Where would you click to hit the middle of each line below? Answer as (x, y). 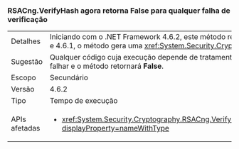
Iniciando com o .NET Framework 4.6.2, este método (138, 37)
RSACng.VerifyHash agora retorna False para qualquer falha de (119, 11)
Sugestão (27, 62)
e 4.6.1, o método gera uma (96, 46)
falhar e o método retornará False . (107, 66)
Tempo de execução (84, 101)
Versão (23, 89)
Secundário (69, 78)
